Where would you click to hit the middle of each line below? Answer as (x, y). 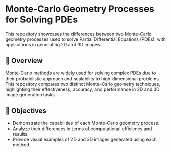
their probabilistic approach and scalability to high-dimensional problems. (83, 78)
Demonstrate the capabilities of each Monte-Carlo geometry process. (86, 123)
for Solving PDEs (42, 20)
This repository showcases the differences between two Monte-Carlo (78, 34)
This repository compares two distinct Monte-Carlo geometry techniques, (83, 84)
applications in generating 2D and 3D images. (53, 44)
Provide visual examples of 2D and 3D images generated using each (84, 139)
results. (21, 134)
